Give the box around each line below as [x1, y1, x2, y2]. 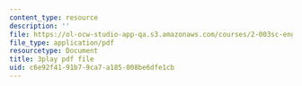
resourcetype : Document [9, 47, 99, 56]
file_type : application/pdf [9, 38, 115, 47]
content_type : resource [9, 13, 99, 22]
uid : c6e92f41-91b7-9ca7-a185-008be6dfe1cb [9, 64, 175, 73]
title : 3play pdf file [9, 55, 94, 64]
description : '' [9, 21, 70, 30]
